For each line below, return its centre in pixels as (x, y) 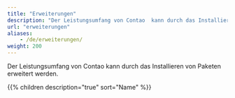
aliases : (20, 33)
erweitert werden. (33, 73)
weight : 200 (24, 46)
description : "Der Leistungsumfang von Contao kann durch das (101, 20)
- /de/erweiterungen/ (51, 40)
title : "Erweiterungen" (42, 14)
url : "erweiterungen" (39, 27)
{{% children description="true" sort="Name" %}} (79, 87)
